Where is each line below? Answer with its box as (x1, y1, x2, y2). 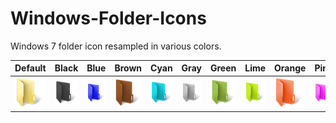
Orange (274, 62, 307, 74)
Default (14, 62, 47, 74)
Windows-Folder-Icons (10, 7, 207, 30)
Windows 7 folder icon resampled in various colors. (10, 40, 222, 52)
